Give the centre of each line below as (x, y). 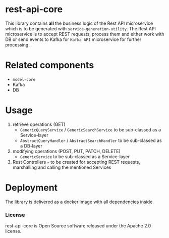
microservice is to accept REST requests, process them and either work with (85, 34)
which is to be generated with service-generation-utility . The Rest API (81, 28)
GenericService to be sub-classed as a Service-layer (75, 156)
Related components (50, 65)
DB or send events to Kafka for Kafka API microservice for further (73, 39)
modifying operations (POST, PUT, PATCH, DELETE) (66, 151)
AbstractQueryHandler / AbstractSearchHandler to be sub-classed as (91, 140)
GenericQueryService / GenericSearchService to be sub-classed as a (91, 129)
